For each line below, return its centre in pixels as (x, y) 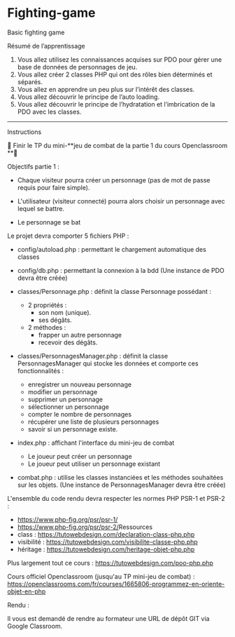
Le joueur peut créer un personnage (80, 456)
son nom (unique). (65, 312)
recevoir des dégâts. (68, 342)
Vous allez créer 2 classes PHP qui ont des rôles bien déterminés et (115, 74)
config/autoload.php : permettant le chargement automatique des (112, 249)
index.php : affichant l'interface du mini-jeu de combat (96, 443)
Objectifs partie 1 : (33, 166)
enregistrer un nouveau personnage (79, 384)
